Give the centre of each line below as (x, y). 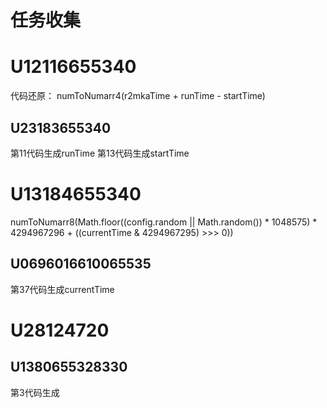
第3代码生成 (35, 392)
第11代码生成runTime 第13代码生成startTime (100, 153)
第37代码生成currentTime (62, 289)
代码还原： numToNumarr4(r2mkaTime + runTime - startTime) (138, 96)
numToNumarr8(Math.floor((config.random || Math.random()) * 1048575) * (164, 222)
